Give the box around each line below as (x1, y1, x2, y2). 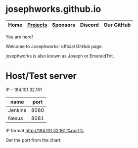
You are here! (5, 34, 33, 40)
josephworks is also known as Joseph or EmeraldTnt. (5, 53, 114, 59)
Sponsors (52, 21, 76, 28)
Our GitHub (103, 21, 131, 28)
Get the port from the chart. (5, 137, 62, 143)
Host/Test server (5, 70, 77, 82)
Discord (80, 21, 99, 28)
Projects (27, 21, 47, 28)
